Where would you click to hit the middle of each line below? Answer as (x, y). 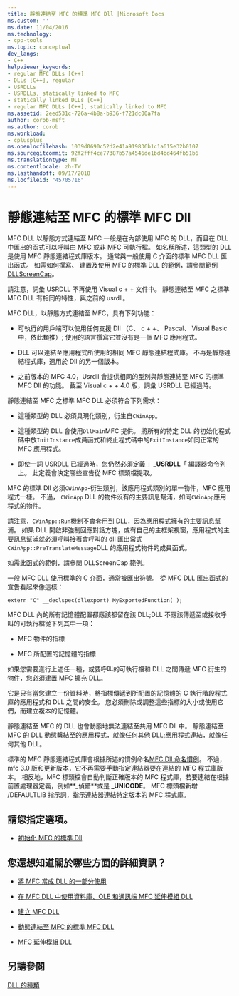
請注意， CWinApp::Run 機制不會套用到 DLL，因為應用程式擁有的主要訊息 (111, 521)
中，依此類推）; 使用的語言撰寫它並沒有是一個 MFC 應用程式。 (109, 337)
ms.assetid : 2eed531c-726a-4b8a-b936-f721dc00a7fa (84, 113)
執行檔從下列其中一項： (60, 624)
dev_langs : (23, 54)
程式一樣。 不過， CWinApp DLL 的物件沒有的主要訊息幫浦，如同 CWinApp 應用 (117, 497)
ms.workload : (27, 133)
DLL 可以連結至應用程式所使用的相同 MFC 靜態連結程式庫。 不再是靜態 (121, 352)
